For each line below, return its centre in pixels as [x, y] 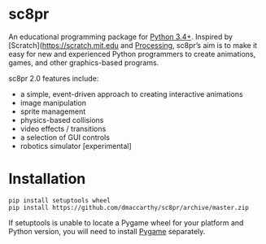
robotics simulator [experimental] [76, 146]
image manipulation [53, 102]
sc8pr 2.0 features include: [54, 78]
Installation [47, 179]
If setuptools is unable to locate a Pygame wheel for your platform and [126, 222]
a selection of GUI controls [65, 137]
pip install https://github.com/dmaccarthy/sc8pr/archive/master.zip [129, 207]
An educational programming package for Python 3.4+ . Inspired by [121, 37]
